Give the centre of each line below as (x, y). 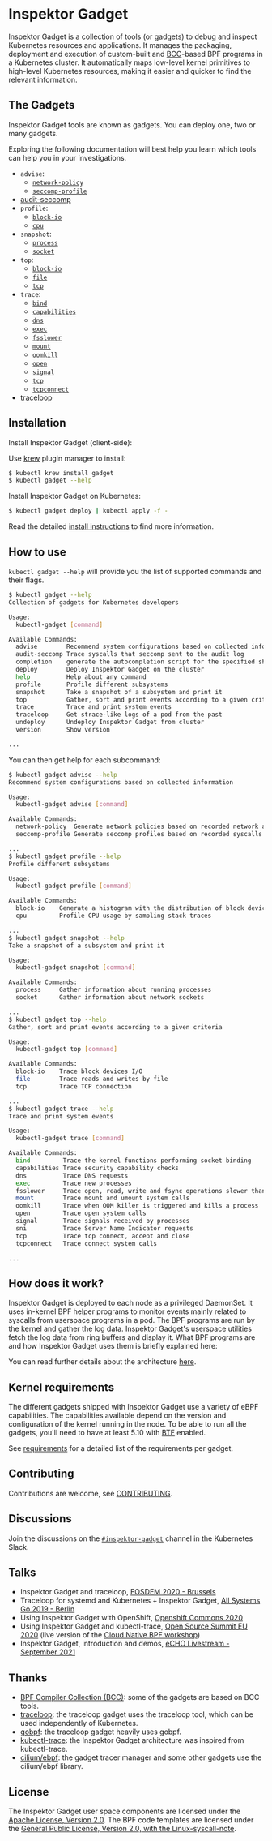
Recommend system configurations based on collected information (121, 782)
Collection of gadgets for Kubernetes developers (94, 602)
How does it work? (56, 1283)
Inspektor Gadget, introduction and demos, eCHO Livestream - (125, 1644)
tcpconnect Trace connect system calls (87, 1243)
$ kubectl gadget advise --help (63, 775)
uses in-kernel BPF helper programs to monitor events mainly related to (127, 1311)
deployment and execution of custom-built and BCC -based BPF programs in (136, 54)
